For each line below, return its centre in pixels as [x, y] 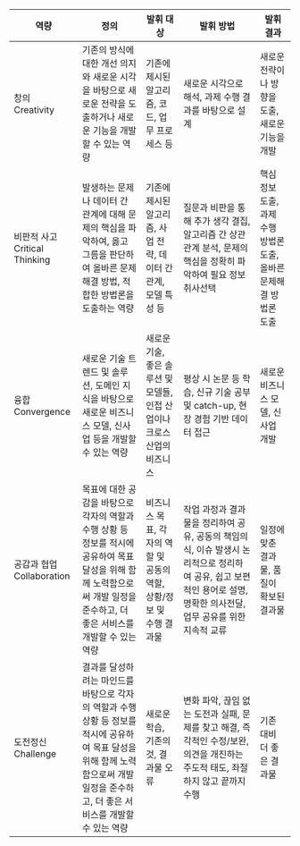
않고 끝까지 [224, 781]
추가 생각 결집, [222, 221]
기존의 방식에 [108, 50]
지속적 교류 [205, 630]
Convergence [42, 412]
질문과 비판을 [209, 207]
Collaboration [42, 576]
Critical [29, 248]
